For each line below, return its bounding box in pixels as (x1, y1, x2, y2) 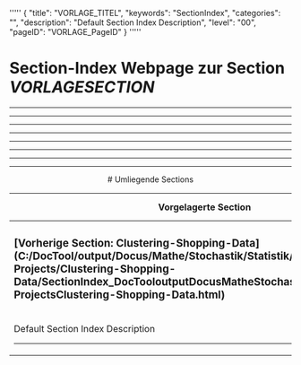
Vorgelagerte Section (158, 201, 252, 213)
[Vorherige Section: (13, 237, 114, 250)
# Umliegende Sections (107, 174, 194, 185)
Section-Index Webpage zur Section (9, 58, 285, 79)
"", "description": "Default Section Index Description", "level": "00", (9, 17, 257, 28)
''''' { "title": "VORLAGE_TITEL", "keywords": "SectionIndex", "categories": (9, 8, 281, 18)
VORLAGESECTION (9, 77, 155, 98)
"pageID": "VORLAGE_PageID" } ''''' (9, 27, 142, 37)
